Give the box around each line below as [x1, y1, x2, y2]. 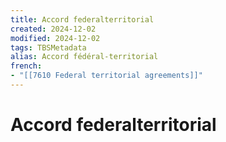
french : [10, 61, 43, 71]
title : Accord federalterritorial [10, 14, 155, 25]
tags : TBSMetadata [10, 42, 87, 53]
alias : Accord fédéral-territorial [10, 52, 159, 62]
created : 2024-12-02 [10, 24, 97, 34]
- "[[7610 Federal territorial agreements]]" [10, 71, 203, 81]
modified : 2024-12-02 [10, 33, 101, 43]
